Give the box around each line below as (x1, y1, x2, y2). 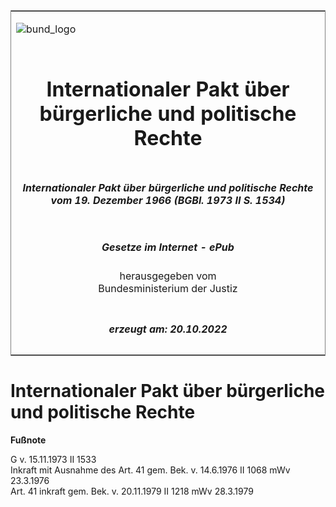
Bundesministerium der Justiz (98, 282, 238, 296)
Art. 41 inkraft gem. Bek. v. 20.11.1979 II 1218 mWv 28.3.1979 (10, 485, 254, 497)
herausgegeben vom (119, 269, 217, 283)
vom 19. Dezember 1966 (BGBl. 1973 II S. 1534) (50, 193, 286, 207)
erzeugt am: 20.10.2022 (108, 322, 228, 336)
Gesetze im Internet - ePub (101, 240, 235, 254)
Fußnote (10, 434, 47, 446)
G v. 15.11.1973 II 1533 (10, 453, 97, 465)
